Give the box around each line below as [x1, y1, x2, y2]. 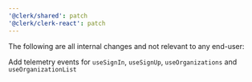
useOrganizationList [8, 65, 78, 73]
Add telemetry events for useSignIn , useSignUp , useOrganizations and [8, 57, 238, 67]
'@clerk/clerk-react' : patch [8, 19, 106, 27]
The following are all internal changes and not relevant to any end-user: [8, 41, 245, 51]
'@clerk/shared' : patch [8, 11, 88, 20]
